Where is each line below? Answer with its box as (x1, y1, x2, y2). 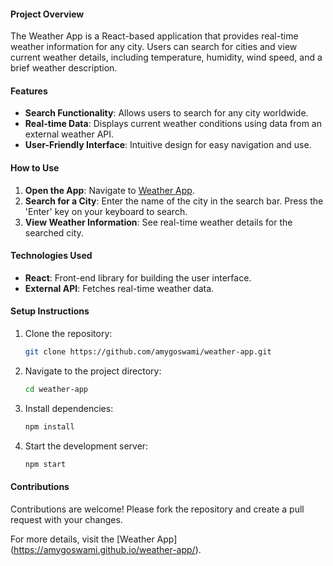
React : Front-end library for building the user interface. (24, 271, 252, 284)
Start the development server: (24, 440, 149, 452)
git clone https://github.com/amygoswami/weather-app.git (24, 347, 272, 357)
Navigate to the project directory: (24, 365, 162, 377)
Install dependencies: (24, 402, 114, 414)
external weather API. (24, 128, 115, 140)
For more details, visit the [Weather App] (10, 533, 178, 545)
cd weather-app (24, 384, 89, 394)
